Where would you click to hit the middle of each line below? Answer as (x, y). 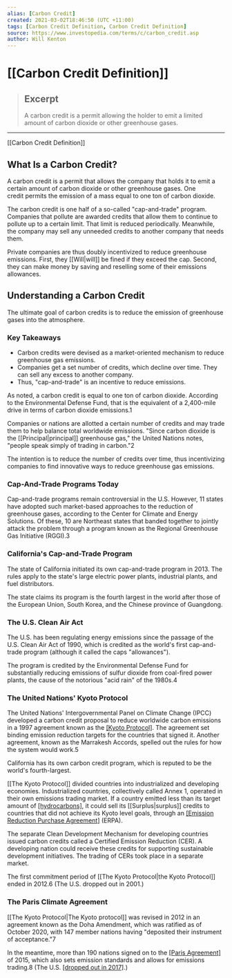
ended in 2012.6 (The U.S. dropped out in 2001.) (76, 884)
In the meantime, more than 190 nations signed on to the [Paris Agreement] (114, 952)
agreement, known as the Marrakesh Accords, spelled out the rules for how (115, 742)
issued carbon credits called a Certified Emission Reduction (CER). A (105, 841)
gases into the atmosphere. (46, 319)
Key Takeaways (34, 337)
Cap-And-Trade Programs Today (63, 484)
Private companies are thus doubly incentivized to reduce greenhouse (107, 252)
